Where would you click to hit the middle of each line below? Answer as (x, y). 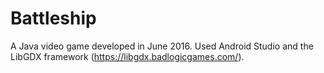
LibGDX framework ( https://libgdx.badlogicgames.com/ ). (127, 56)
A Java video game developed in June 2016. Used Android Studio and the (162, 46)
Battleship (53, 18)
